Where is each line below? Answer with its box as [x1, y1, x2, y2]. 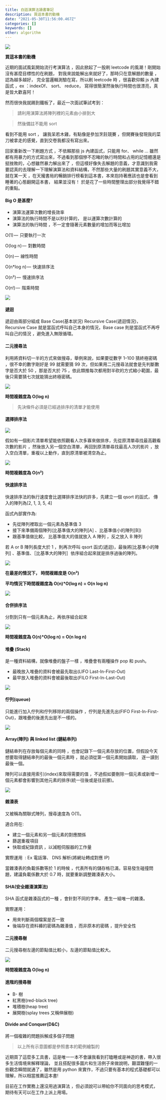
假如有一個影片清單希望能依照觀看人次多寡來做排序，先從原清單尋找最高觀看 [5, 437, 161, 443]
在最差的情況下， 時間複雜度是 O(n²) [5, 570, 80, 576]
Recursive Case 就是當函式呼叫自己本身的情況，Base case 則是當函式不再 [5, 325, 156, 330]
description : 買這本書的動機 [5, 12, 60, 17]
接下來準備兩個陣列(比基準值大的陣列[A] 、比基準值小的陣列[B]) [12, 527, 142, 533]
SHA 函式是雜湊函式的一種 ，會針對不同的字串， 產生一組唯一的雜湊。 [5, 895, 148, 902]
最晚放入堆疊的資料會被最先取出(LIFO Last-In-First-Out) [12, 668, 126, 674]
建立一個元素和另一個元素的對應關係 [12, 832, 86, 838]
